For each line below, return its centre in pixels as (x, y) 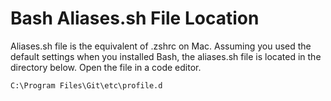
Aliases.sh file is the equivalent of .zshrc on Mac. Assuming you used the (161, 46)
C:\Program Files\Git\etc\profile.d (86, 85)
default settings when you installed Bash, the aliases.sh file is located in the (166, 56)
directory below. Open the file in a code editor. (106, 67)
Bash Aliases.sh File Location (135, 18)
